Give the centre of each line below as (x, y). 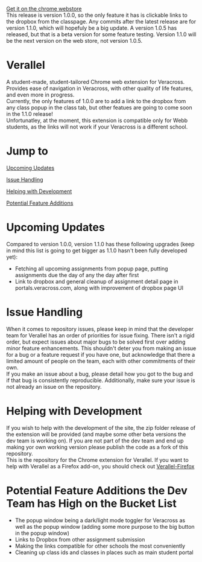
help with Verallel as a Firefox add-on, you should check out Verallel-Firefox (100, 466)
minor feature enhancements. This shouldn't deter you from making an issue (101, 348)
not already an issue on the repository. (54, 386)
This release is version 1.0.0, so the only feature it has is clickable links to (97, 15)
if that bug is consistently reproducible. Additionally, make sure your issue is (101, 380)
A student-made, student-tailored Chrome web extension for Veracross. (96, 81)
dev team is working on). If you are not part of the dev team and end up (95, 441)
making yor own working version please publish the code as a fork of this (97, 447)
